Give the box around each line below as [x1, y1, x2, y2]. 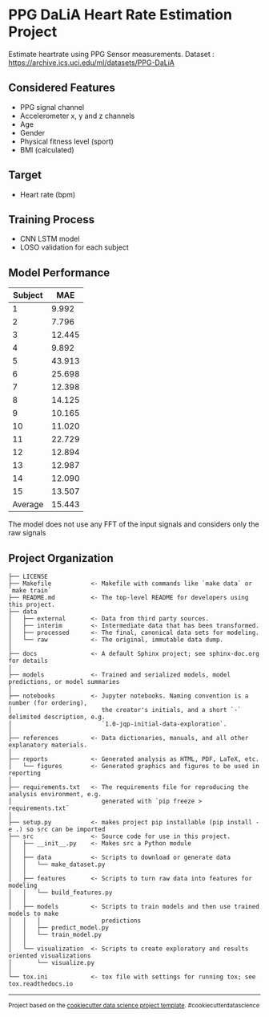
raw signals [8, 528, 46, 538]
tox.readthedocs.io [8, 980, 74, 988]
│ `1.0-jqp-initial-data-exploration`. [8, 720, 227, 728]
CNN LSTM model [19, 234, 80, 244]
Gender [19, 128, 46, 137]
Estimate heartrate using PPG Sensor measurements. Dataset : [8, 49, 215, 59]
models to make [8, 909, 59, 917]
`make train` [8, 587, 52, 595]
